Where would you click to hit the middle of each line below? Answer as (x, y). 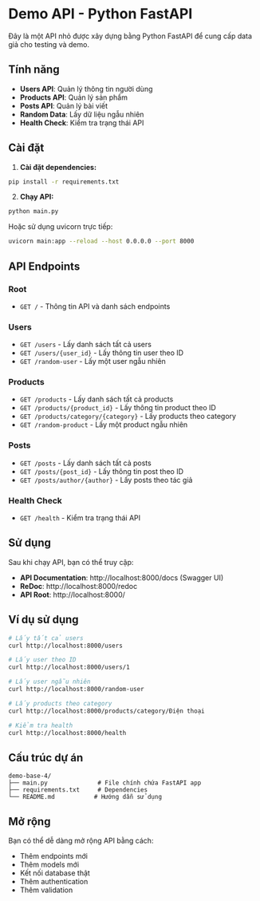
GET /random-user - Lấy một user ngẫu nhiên (93, 362)
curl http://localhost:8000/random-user (77, 690)
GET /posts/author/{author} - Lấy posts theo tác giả (106, 480)
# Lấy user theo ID (43, 660)
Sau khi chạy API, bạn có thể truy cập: (71, 562)
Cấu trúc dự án (46, 758)
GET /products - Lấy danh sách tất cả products (97, 399)
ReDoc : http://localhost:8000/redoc (79, 586)
